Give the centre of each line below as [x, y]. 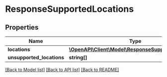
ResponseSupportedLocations [70, 9]
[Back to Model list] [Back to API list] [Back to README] [62, 70]
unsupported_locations [36, 58]
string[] [78, 58]
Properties [22, 27]
